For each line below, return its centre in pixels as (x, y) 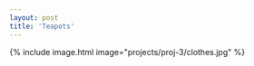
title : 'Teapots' (42, 26)
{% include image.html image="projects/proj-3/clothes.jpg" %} (127, 52)
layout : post (34, 18)
